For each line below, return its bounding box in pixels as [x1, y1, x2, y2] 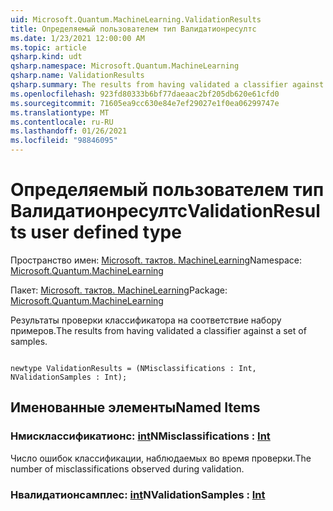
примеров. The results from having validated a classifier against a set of [10, 324, 307, 336]
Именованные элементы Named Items [10, 399, 261, 416]
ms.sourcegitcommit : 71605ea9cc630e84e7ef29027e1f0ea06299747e [10, 98, 280, 108]
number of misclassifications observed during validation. [10, 462, 245, 475]
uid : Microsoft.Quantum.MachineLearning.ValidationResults [10, 14, 262, 25]
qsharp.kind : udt [10, 52, 83, 62]
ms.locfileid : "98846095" [10, 136, 118, 146]
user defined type [30, 221, 182, 244]
